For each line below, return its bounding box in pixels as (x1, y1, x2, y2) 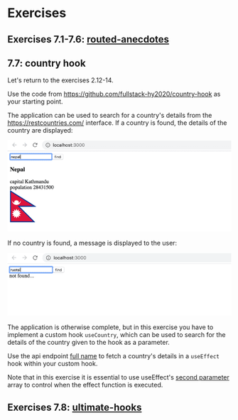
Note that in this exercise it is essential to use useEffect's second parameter (7, 373, 229, 382)
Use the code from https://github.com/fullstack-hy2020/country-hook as (7, 90, 221, 99)
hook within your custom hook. (7, 360, 98, 368)
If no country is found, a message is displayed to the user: (7, 238, 178, 247)
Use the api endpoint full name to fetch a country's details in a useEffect (7, 352, 220, 360)
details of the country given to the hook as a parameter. (7, 338, 171, 347)
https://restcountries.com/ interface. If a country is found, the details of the (7, 118, 227, 127)
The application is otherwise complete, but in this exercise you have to (7, 323, 214, 331)
